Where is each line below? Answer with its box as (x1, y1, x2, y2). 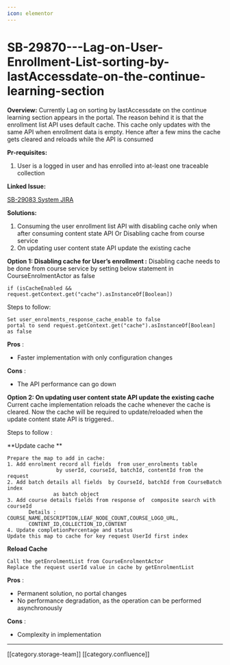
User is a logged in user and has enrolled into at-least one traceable (16, 162, 209, 170)
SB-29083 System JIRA (7, 195, 74, 203)
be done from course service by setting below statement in (7, 264, 174, 273)
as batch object (53, 490, 99, 497)
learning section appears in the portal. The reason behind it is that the (7, 113, 204, 121)
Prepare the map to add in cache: (7, 455, 106, 462)
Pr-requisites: (7, 148, 48, 156)
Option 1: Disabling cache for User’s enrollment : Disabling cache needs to (7, 257, 220, 265)
